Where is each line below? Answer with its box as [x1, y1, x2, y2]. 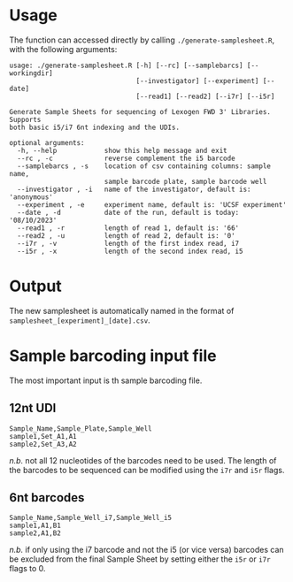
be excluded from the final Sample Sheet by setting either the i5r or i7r [9, 554, 272, 564]
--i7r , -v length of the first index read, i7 [17, 239, 240, 248]
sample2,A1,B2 [9, 529, 62, 538]
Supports [9, 115, 42, 124]
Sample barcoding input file [9, 346, 217, 366]
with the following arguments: [9, 43, 118, 54]
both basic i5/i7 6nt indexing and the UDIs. [9, 123, 180, 132]
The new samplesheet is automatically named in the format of [9, 305, 235, 316]
